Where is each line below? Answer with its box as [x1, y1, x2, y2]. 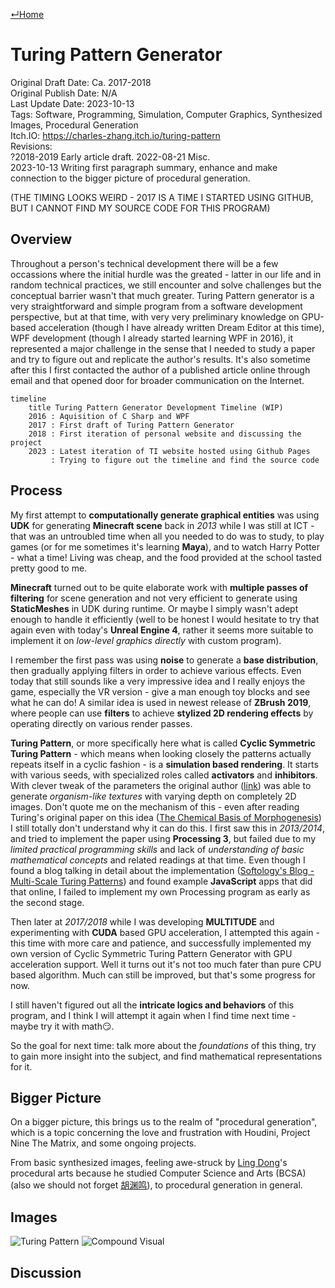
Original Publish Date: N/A [10, 87, 118, 99]
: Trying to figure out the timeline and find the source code [50, 455, 320, 465]
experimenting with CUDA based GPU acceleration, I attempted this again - [10, 926, 320, 938]
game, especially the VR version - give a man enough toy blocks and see [10, 685, 311, 698]
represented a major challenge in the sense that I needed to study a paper [10, 342, 316, 354]
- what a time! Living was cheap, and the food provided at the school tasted [10, 551, 322, 563]
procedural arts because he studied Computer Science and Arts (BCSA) [10, 1167, 307, 1179]
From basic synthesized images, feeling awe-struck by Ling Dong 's [10, 1157, 288, 1169]
